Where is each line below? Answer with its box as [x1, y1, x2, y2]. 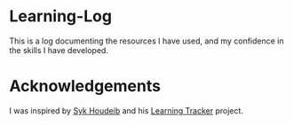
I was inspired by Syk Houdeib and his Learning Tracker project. [9, 105, 244, 116]
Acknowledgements [9, 76, 162, 97]
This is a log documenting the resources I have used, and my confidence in [9, 35, 284, 46]
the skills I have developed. [9, 44, 109, 55]
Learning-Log [9, 6, 113, 27]
